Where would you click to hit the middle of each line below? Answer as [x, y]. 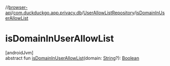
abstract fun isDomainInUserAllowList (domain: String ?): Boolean [72, 58]
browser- [18, 7]
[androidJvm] [20, 52]
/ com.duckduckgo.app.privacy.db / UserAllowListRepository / [74, 13]
